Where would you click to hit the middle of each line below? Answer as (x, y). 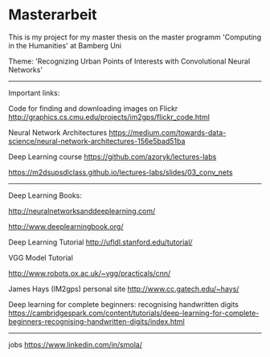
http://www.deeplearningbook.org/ (66, 226)
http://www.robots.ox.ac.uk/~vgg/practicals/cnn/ (90, 273)
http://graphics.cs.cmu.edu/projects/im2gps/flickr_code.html (109, 117)
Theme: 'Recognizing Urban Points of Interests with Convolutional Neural (129, 61)
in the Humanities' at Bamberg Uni (65, 45)
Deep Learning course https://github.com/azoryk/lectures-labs (112, 156)
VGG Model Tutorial (41, 257)
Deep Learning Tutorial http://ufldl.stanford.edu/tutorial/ (100, 242)
